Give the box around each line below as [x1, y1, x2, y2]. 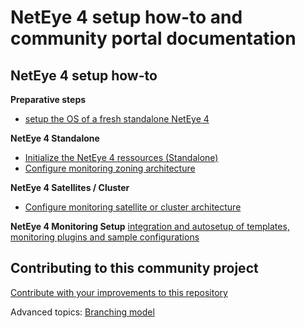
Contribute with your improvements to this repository [10, 286, 228, 298]
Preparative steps [10, 94, 87, 105]
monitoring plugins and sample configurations [10, 231, 200, 243]
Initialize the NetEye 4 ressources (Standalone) [24, 152, 219, 163]
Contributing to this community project [10, 260, 259, 277]
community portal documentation [10, 27, 297, 50]
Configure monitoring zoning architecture [24, 162, 196, 174]
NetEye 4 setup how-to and [10, 6, 243, 29]
